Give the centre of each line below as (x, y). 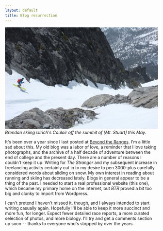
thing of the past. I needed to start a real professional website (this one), (77, 183)
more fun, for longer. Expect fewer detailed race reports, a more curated (77, 213)
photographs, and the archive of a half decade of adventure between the (78, 152)
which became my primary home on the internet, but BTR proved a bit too (78, 188)
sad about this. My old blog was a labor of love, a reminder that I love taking (81, 147)
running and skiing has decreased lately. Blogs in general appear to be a (77, 178)
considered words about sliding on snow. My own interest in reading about (80, 173)
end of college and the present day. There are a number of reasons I (73, 158)
